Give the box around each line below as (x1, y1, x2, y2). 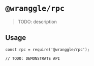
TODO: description (17, 18, 57, 25)
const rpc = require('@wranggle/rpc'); (5, 47, 90, 52)
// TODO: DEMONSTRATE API (5, 56, 60, 61)
